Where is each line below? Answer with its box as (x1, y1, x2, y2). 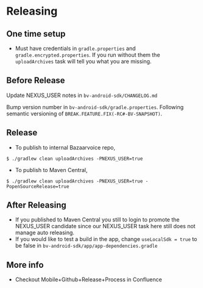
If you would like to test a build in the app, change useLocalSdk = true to (15, 236, 198, 243)
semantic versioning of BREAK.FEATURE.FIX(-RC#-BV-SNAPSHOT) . (6, 110, 163, 117)
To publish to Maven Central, (15, 166, 88, 173)
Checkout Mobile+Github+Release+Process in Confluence (15, 276, 163, 283)
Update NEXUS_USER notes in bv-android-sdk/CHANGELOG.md (6, 92, 157, 99)
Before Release (6, 75, 65, 86)
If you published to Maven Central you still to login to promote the (15, 216, 180, 223)
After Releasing (6, 200, 66, 211)
